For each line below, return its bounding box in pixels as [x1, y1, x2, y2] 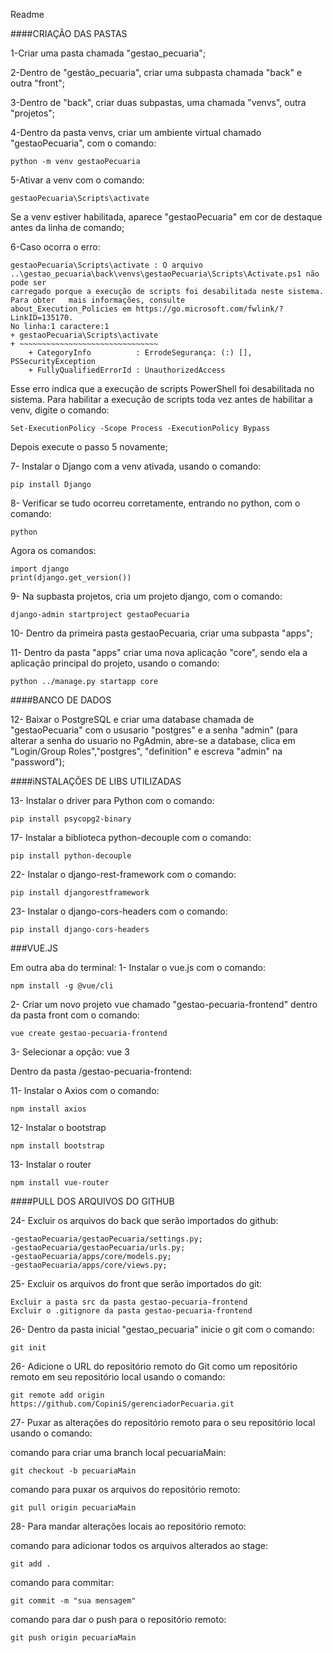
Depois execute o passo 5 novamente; [10, 441, 168, 453]
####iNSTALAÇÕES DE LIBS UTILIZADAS [10, 775, 182, 787]
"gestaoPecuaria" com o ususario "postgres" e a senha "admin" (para [10, 724, 298, 736]
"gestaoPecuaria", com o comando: [10, 137, 157, 149]
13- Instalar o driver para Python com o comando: [10, 795, 215, 806]
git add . [10, 1559, 52, 1569]
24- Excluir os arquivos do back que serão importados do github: [10, 1215, 279, 1226]
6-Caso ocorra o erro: [10, 241, 101, 253]
